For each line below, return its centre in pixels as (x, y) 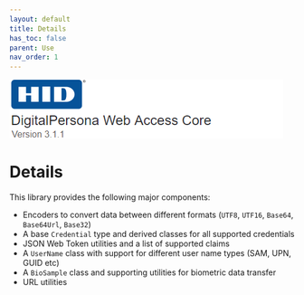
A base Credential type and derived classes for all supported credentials (158, 234)
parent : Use (32, 48)
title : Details (38, 29)
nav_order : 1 (34, 57)
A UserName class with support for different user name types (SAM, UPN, (157, 253)
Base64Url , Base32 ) (57, 224)
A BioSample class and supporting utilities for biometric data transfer (149, 272)
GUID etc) (41, 263)
